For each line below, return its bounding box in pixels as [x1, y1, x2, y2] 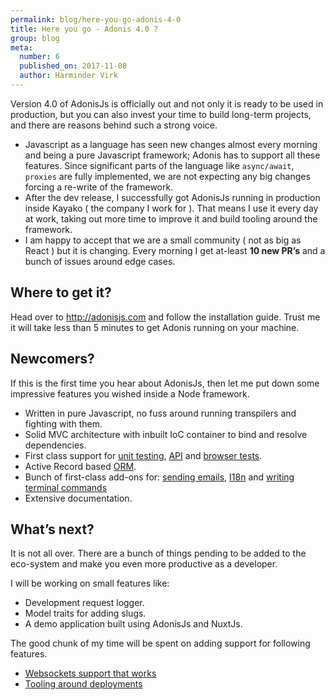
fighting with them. [24, 417, 103, 430]
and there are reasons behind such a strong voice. [10, 119, 218, 131]
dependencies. [24, 439, 87, 451]
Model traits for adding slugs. [24, 607, 147, 620]
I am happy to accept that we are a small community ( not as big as [24, 234, 302, 246]
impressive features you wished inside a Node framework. [10, 387, 250, 400]
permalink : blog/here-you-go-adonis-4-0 [10, 14, 182, 25]
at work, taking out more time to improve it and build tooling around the [24, 212, 318, 225]
